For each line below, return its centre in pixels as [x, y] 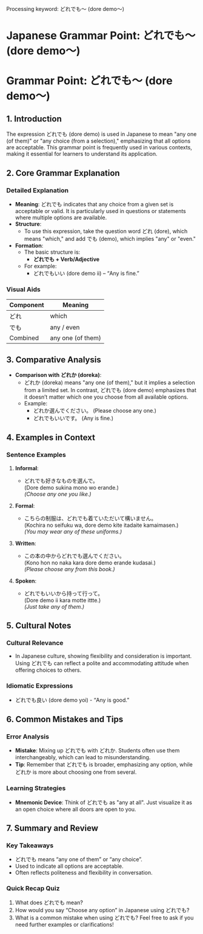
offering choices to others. [48, 670]
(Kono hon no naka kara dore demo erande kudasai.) [90, 563]
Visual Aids [23, 289]
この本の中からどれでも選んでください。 [75, 556]
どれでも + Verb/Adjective [66, 259]
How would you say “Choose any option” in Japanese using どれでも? [102, 910]
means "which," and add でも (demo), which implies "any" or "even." [110, 239]
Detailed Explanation [37, 190]
